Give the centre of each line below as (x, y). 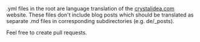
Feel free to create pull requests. (47, 33)
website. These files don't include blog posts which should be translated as (100, 15)
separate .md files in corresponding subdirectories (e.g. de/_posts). (90, 21)
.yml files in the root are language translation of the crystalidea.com (90, 9)
